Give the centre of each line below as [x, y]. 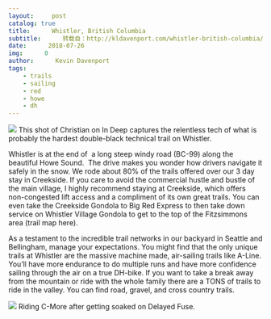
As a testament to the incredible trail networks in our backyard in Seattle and [135, 238]
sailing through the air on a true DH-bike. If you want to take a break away [131, 273]
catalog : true [32, 23]
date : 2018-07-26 [46, 46]
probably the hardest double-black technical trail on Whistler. [110, 139]
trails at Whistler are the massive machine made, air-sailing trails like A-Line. [135, 256]
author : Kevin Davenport [59, 61]
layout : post [38, 16]
